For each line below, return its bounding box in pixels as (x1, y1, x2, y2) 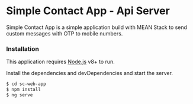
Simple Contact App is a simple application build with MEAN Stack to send (6, 24, 188, 31)
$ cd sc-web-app (6, 81, 46, 87)
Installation (6, 44, 40, 53)
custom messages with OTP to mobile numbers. (6, 30, 123, 37)
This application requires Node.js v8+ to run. (6, 58, 115, 66)
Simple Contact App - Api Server (6, 4, 170, 18)
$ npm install (6, 87, 41, 93)
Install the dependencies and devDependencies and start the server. (6, 70, 173, 77)
